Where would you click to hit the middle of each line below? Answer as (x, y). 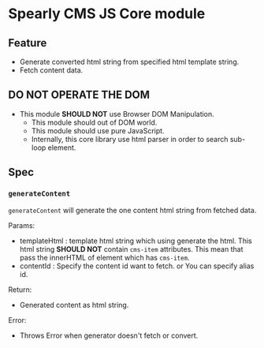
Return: (20, 290)
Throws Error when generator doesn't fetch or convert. (109, 335)
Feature (28, 43)
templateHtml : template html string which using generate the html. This (136, 241)
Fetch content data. (51, 70)
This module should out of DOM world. (94, 122)
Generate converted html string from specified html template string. (129, 62)
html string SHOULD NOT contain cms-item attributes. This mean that (131, 249)
